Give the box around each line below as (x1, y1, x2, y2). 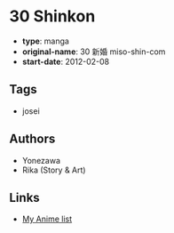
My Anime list (21, 213, 73, 224)
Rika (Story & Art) (21, 165, 86, 175)
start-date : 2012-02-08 (21, 56, 109, 67)
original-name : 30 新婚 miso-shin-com (21, 46, 166, 57)
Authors (9, 132, 56, 147)
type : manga (21, 36, 69, 46)
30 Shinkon (9, 6, 96, 27)
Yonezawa (21, 155, 60, 165)
